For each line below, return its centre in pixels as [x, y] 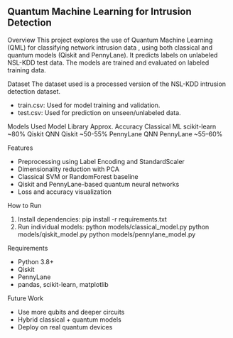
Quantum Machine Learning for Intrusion [99, 12]
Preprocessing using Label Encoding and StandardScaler [101, 161]
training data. [27, 70]
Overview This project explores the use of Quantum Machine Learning [110, 40]
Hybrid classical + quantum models [70, 320]
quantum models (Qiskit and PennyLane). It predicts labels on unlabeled [113, 55]
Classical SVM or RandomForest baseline [78, 176]
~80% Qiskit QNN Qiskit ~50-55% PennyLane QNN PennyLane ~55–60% [115, 133]
